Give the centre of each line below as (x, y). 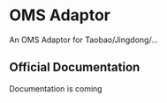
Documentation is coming (56, 88)
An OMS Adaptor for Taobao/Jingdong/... (84, 40)
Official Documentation (75, 67)
